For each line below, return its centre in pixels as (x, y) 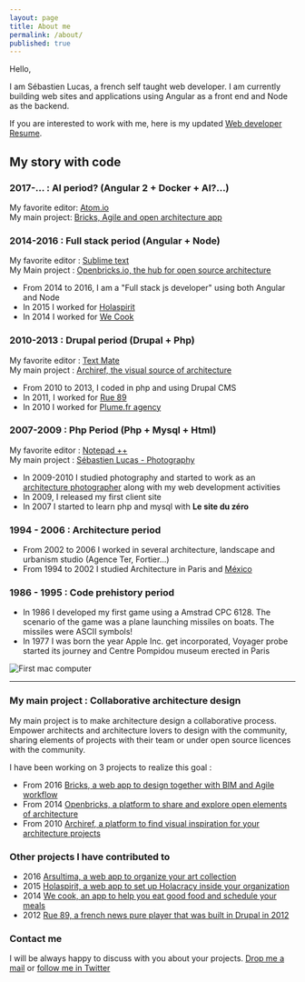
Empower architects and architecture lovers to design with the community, (148, 730)
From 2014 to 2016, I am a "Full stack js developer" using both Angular (154, 288)
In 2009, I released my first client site (92, 496)
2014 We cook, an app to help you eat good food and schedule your (149, 896)
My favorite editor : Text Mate (64, 360)
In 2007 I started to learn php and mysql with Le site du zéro (136, 506)
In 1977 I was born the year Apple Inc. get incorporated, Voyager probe (155, 641)
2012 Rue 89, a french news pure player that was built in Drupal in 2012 (156, 916)
